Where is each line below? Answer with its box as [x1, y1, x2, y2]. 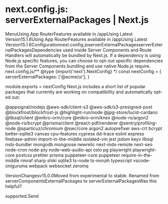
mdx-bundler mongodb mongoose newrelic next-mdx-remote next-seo [5, 141, 152, 147]
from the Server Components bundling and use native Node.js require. [5, 63, 151, 69]
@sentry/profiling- [119, 120, 157, 126]
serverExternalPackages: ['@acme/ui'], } [5, 74, 90, 80]
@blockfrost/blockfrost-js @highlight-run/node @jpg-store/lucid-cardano [5, 109, 158, 115]
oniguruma [5, 163, 28, 169]
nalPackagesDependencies [5, 47, 62, 53]
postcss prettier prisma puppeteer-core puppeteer [16, 152, 121, 158]
